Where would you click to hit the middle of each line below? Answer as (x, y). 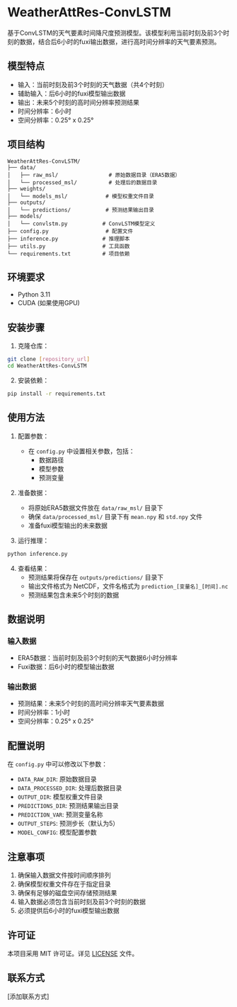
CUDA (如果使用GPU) (48, 303)
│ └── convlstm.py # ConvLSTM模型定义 (81, 224)
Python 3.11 (34, 295)
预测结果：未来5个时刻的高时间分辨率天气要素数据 (91, 704)
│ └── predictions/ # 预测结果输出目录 (81, 210)
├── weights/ (27, 188)
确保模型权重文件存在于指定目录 (64, 884)
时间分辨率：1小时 (44, 712)
